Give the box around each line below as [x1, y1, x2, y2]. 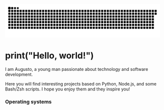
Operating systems [5, 98, 52, 105]
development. [5, 71, 33, 77]
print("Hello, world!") [5, 50, 94, 61]
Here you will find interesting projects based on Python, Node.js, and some [5, 81, 157, 87]
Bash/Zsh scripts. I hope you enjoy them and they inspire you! [5, 86, 130, 92]
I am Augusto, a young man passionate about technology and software [5, 66, 148, 72]
